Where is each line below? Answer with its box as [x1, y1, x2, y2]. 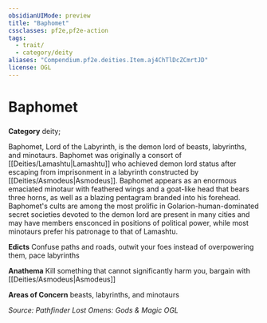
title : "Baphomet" [8, 19, 69, 27]
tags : [8, 33, 26, 42]
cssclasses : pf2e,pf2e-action [8, 26, 109, 34]
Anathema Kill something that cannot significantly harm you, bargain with [8, 266, 251, 275]
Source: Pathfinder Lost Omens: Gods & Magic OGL [8, 305, 179, 315]
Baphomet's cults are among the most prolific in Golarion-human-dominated [8, 201, 259, 211]
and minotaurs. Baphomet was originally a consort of [8, 150, 183, 160]
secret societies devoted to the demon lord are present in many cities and [8, 209, 250, 219]
